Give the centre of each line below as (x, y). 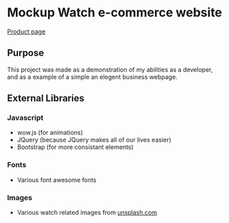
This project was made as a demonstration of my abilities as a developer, (110, 69)
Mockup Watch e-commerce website (115, 13)
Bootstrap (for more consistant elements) (75, 147)
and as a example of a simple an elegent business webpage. (93, 77)
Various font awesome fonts (57, 180)
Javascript (25, 118)
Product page (26, 31)
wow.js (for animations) (50, 133)
